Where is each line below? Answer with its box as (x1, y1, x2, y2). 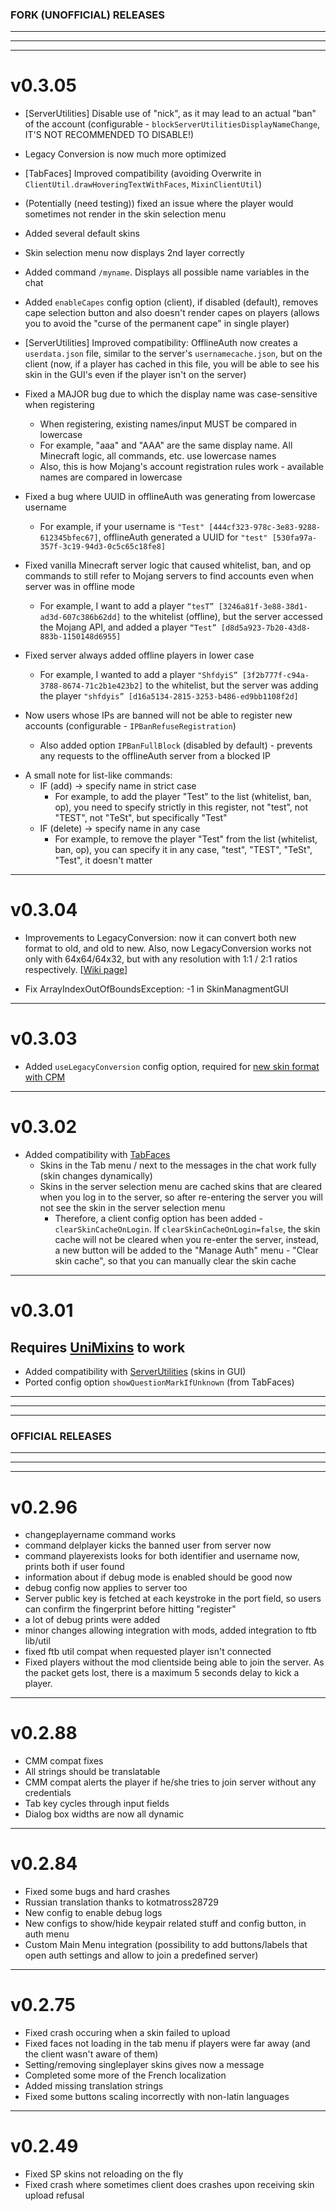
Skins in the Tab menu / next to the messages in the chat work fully (39, 1159, 317, 1172)
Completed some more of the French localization (24, 2069, 227, 2082)
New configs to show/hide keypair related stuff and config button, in (24, 1918, 307, 1930)
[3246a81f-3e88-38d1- (218, 602, 308, 612)
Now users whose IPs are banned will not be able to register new (24, 709, 293, 722)
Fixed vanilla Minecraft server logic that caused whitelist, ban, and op (24, 559, 312, 572)
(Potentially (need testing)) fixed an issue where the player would (24, 198, 294, 210)
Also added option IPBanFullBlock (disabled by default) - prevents (39, 739, 313, 752)
